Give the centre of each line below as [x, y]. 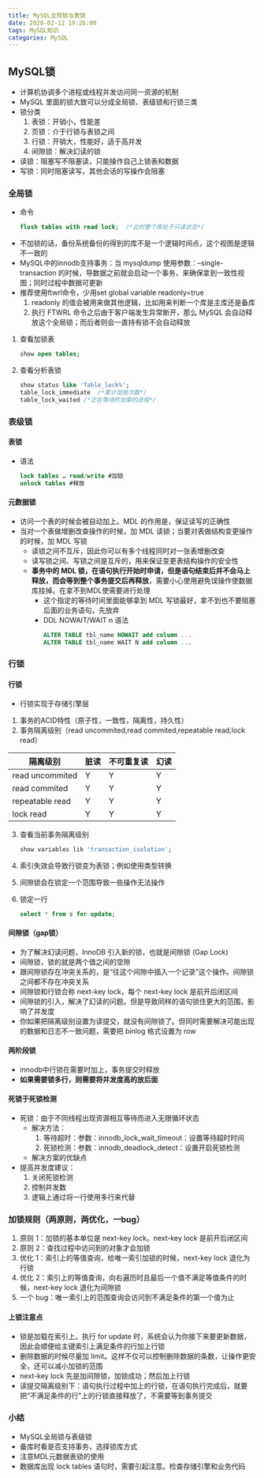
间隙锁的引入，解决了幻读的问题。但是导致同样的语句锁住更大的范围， [134, 1001]
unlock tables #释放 [52, 483]
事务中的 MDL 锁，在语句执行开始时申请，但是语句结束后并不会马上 [141, 571]
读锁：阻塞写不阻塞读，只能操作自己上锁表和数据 [99, 161]
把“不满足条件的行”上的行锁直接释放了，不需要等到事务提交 [116, 1395]
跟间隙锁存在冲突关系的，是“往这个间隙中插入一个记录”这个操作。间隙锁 [137, 971]
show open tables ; [50, 354]
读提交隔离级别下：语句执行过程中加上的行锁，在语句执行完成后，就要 [134, 1386]
